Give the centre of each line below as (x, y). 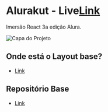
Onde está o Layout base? (54, 57)
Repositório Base (38, 89)
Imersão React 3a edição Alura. (44, 27)
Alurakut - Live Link (53, 11)
